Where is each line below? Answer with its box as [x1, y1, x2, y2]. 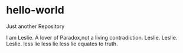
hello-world [6, 3, 65, 17]
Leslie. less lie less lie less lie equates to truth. [6, 40, 118, 47]
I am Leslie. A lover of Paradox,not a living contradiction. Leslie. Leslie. [6, 34, 178, 41]
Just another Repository [6, 23, 65, 30]
